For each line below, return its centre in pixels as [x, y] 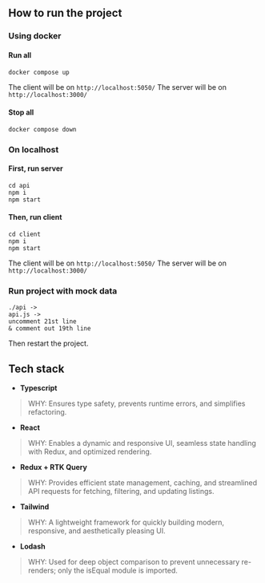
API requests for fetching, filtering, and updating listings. [121, 492]
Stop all [21, 112]
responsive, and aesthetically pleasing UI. [96, 531]
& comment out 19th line [50, 329]
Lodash [32, 547]
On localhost [34, 149]
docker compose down [43, 129]
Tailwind [34, 507]
